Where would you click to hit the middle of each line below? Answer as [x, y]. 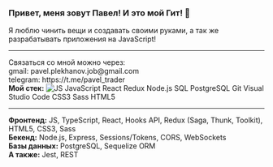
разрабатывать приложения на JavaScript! [82, 39]
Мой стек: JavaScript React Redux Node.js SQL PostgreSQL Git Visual [136, 88]
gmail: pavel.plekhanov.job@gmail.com [74, 71]
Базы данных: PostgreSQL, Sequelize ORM [82, 146]
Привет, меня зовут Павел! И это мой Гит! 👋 [100, 13]
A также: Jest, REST [43, 155]
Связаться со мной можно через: [67, 62]
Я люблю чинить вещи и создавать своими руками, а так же [114, 31]
